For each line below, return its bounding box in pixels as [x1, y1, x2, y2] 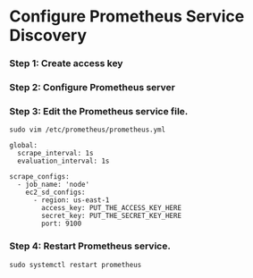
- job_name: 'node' [17, 181, 90, 190]
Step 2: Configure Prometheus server [9, 81, 176, 94]
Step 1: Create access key [9, 57, 123, 70]
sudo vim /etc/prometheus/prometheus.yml [9, 125, 166, 135]
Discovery [9, 25, 88, 46]
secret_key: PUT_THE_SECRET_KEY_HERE [41, 212, 181, 221]
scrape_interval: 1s [17, 149, 94, 158]
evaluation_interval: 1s [17, 156, 110, 166]
